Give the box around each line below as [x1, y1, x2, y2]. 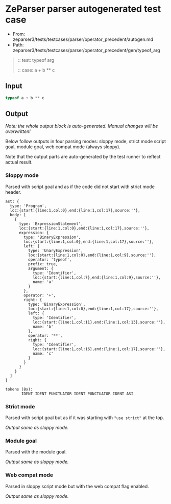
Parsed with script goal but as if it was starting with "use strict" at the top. [5, 415, 164, 421]
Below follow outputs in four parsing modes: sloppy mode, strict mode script [5, 139, 166, 145]
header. [5, 189, 21, 195]
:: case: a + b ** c [17, 67, 55, 73]
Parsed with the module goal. [5, 449, 67, 455]
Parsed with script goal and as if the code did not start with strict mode [5, 184, 155, 190]
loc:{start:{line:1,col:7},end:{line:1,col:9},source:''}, [32, 274, 161, 280]
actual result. [5, 159, 33, 165]
